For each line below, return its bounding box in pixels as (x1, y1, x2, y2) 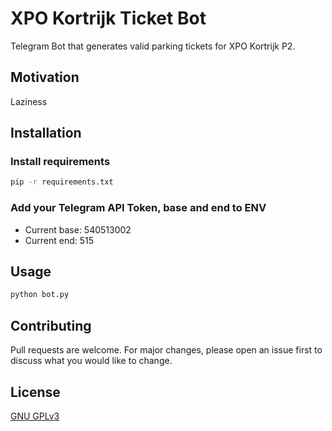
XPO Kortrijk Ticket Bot (10, 7, 207, 30)
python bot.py (10, 290, 70, 300)
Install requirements (10, 155, 111, 169)
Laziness (10, 95, 48, 107)
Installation (10, 125, 82, 142)
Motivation (10, 69, 80, 86)
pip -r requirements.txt (10, 177, 114, 187)
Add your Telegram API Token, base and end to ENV (10, 201, 267, 215)
